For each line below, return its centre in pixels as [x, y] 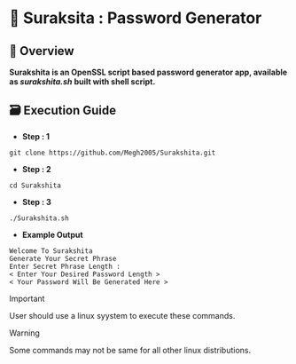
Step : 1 [36, 136]
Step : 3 [36, 202]
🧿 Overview [42, 51]
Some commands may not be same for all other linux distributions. [130, 350]
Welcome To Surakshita [51, 251]
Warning [24, 333]
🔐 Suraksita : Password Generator [136, 18]
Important [27, 298]
